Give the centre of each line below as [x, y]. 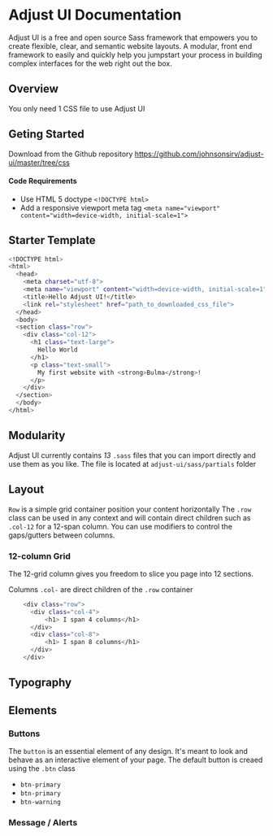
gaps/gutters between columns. [62, 535]
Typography [40, 683]
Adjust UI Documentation [95, 15]
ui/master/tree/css [39, 162]
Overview [34, 89]
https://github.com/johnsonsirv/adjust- [199, 154]
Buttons [24, 734]
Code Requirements [43, 181]
